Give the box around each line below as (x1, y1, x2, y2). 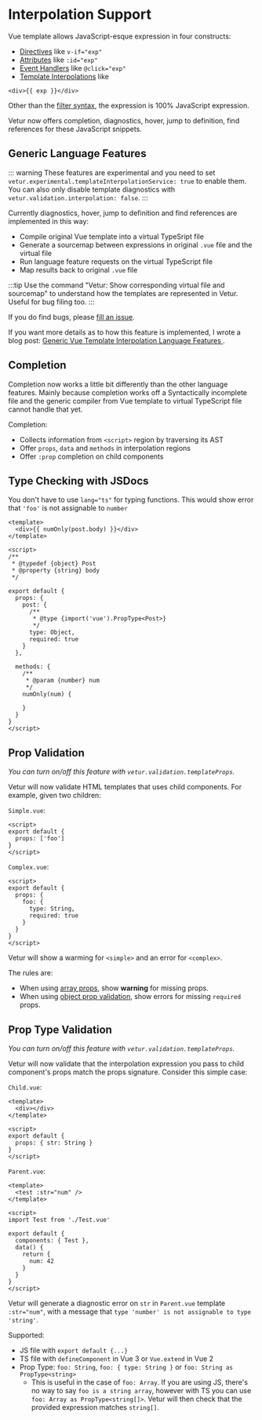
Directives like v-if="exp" (19, 46, 103, 56)
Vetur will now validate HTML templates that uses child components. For (8, 782, 242, 792)
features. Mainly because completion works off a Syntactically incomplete (8, 387, 247, 397)
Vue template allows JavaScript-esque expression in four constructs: (8, 31, 231, 41)
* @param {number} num (25, 677, 100, 685)
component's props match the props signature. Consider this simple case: (8, 1067, 248, 1077)
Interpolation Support (8, 5, 151, 24)
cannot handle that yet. (8, 404, 83, 414)
